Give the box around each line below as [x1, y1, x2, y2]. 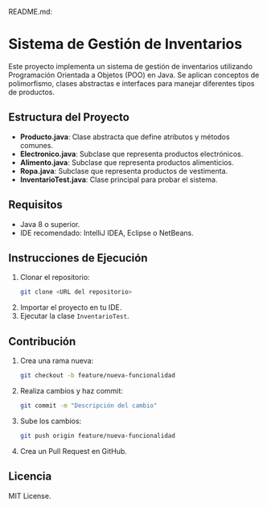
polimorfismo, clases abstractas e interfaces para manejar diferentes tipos [8, 78, 255, 88]
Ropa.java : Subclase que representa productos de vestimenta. [19, 166, 228, 175]
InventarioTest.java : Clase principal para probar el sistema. [19, 175, 218, 184]
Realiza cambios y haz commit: [19, 385, 123, 395]
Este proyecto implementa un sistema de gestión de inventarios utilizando [8, 61, 253, 71]
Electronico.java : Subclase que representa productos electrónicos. [19, 149, 244, 159]
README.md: [8, 7, 53, 16]
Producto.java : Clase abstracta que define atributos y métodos [19, 132, 231, 142]
